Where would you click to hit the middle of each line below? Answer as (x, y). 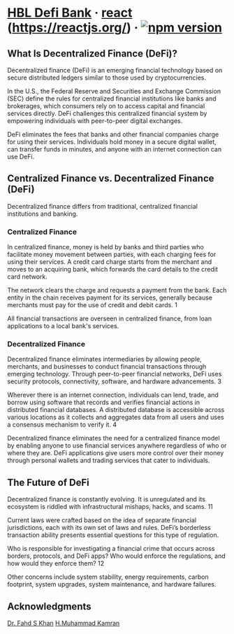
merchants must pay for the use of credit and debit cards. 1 (93, 305)
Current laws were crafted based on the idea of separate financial (102, 520)
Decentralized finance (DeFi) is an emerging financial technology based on (115, 70)
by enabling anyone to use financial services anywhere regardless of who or (117, 445)
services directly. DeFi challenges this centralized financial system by (107, 113)
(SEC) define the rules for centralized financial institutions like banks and (112, 98)
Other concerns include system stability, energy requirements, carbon (108, 577)
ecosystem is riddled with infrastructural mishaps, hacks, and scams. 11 (110, 507)
